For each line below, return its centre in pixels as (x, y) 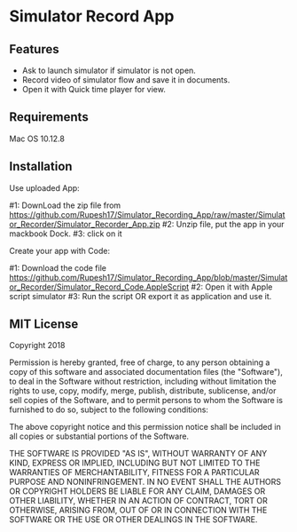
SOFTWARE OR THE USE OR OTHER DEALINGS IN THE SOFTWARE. (133, 520)
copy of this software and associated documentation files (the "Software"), (146, 372)
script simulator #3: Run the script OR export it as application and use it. (141, 296)
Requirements (49, 117)
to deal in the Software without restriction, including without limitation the (143, 381)
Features (34, 49)
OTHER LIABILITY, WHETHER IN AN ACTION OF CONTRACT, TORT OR (138, 501)
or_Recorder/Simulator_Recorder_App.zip (85, 224)
